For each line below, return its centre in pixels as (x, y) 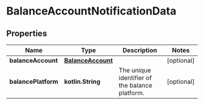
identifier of (135, 78)
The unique (135, 70)
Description (140, 50)
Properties (27, 33)
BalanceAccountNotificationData (91, 11)
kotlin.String (82, 81)
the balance (136, 85)
